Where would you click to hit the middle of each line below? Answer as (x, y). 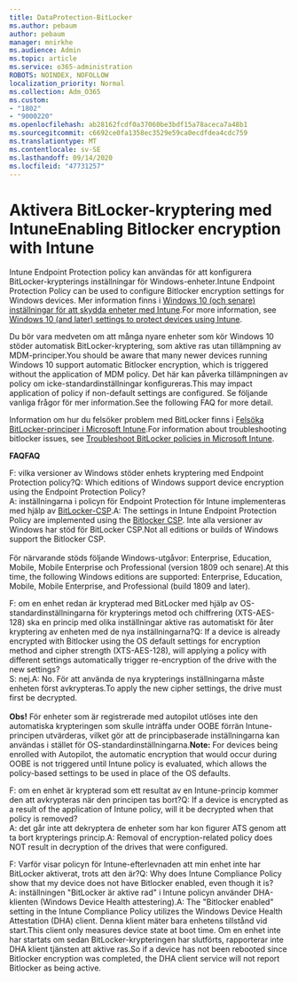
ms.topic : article (43, 59)
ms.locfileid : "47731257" (57, 166)
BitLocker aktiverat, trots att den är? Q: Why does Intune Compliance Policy (145, 874)
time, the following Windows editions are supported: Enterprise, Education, (146, 577)
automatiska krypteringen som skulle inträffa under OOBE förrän (126, 726)
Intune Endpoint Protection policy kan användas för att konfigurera (131, 273)
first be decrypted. (43, 698)
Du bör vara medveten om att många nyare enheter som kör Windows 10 (142, 337)
